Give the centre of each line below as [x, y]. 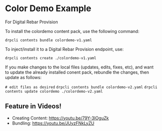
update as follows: [23, 77]
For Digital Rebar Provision [32, 22]
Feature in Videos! [33, 106]
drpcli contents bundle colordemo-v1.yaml [49, 40]
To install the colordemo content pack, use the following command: [72, 31]
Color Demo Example [48, 8]
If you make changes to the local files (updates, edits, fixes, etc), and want [79, 67]
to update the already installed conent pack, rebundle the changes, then [77, 72]
